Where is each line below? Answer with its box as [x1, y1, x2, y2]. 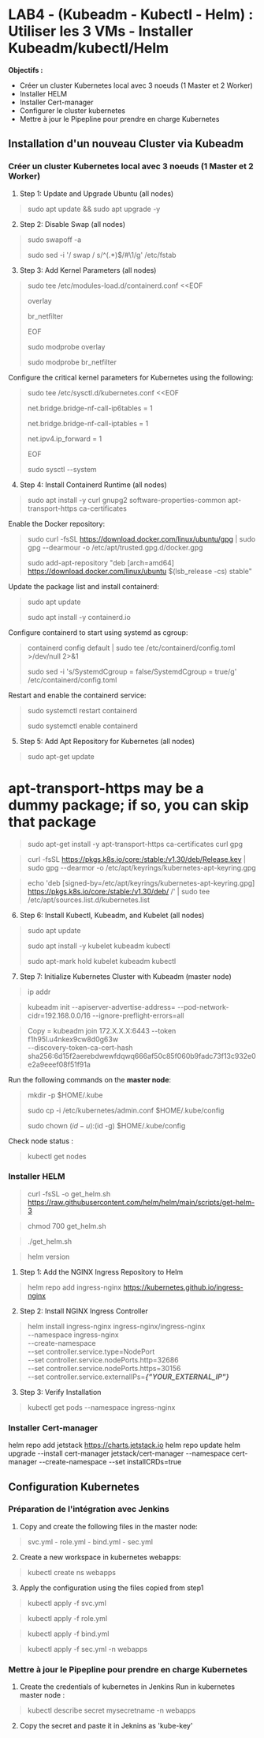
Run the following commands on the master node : [8, 1075, 172, 1084]
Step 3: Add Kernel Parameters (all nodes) [19, 265, 157, 274]
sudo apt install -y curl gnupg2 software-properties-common [27, 495, 226, 504]
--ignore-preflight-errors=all [91, 1011, 184, 1020]
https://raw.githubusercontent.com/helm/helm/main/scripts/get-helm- [27, 1197, 255, 1207]
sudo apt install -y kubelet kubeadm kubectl [27, 941, 171, 950]
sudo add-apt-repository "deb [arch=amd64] [27, 557, 175, 567]
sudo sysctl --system [27, 464, 97, 474]
